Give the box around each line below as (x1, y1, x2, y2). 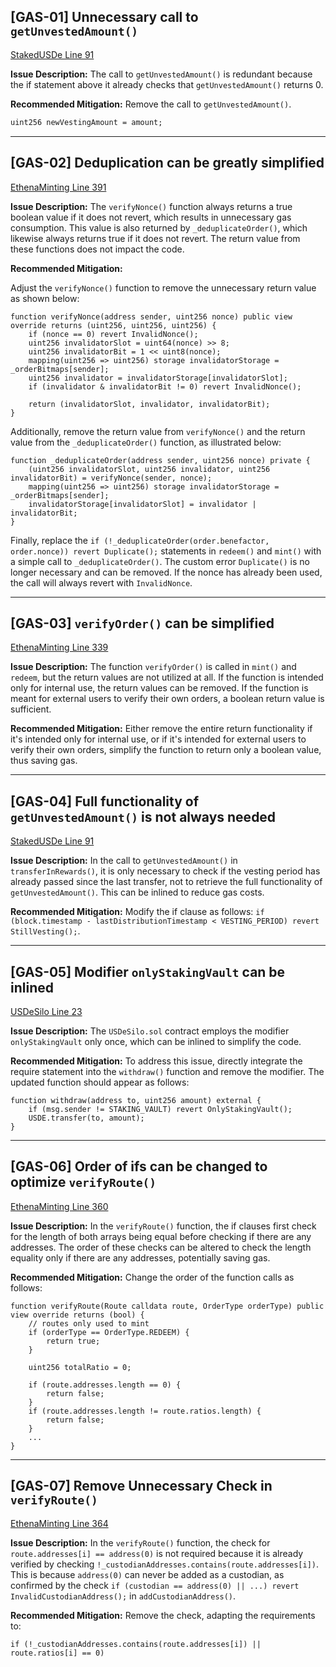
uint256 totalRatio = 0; (28, 1362, 132, 1372)
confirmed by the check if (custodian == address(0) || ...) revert (10, 1579, 300, 1591)
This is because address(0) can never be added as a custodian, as (10, 1568, 285, 1580)
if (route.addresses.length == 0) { (28, 1380, 182, 1390)
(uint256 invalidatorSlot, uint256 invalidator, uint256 (28, 464, 271, 474)
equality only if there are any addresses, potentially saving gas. (10, 1251, 271, 1264)
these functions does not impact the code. (10, 243, 185, 255)
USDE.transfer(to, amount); (28, 1113, 145, 1123)
